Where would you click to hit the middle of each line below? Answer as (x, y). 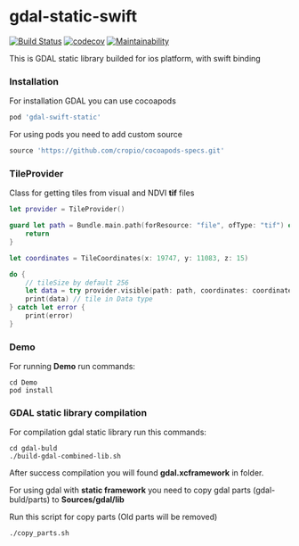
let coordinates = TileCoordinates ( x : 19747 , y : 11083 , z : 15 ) (129, 258)
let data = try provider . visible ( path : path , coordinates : (137, 291)
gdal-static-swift (73, 17)
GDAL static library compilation (78, 413)
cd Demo (24, 383)
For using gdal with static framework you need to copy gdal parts (130, 490)
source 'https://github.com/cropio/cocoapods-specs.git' (117, 151)
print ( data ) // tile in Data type (89, 299)
